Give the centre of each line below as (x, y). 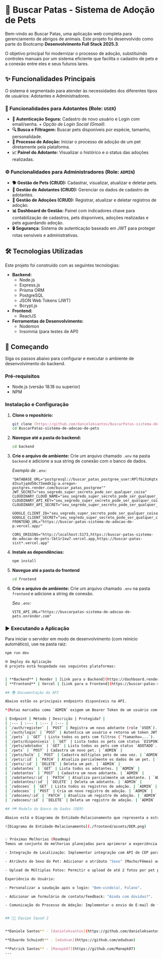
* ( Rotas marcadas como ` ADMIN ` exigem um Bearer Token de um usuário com (81, 710)
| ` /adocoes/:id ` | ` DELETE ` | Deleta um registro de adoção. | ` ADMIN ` (80, 800)
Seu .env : (22, 603)
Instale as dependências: (38, 552)
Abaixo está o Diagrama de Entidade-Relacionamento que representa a (77, 818)
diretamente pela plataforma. (41, 147)
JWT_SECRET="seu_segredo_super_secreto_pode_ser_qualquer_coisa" (79, 492)
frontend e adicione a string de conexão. (53, 593)
